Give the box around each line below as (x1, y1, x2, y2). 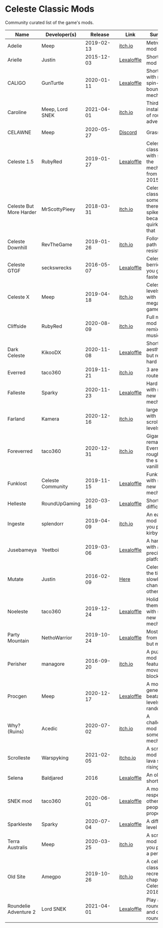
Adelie (7, 42, 22, 49)
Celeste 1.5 (7, 158, 34, 165)
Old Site (7, 873, 26, 880)
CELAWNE (7, 129, 32, 136)
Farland (7, 415, 25, 422)
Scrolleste (7, 754, 31, 761)
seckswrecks (41, 264, 72, 271)
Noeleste (7, 608, 28, 615)
